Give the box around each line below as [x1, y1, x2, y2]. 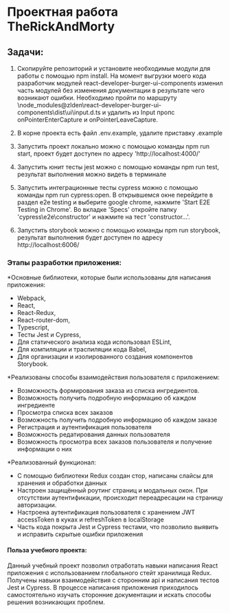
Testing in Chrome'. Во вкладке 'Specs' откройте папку [16, 206, 177, 213]
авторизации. [16, 501, 57, 509]
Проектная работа [7, 4, 119, 20]
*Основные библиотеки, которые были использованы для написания [7, 273, 211, 282]
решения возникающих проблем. [7, 598, 105, 606]
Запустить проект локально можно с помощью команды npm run [16, 142, 210, 150]
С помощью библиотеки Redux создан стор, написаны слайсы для [16, 472, 214, 480]
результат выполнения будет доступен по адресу [16, 233, 163, 241]
